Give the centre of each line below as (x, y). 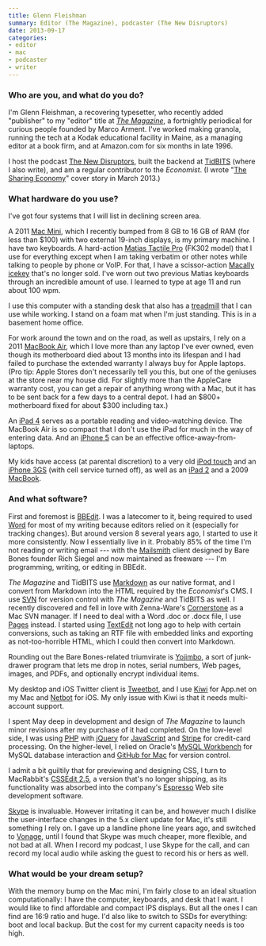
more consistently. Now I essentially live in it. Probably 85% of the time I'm (130, 541)
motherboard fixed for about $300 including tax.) (88, 406)
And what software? (48, 499)
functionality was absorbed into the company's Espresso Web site (116, 787)
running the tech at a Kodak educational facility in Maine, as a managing (126, 138)
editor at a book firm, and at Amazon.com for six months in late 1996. (121, 146)
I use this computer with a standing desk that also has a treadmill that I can (130, 306)
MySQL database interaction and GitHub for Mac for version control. (120, 755)
